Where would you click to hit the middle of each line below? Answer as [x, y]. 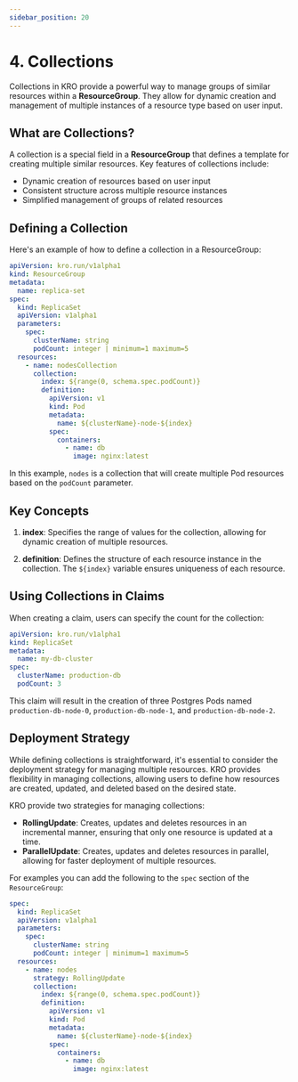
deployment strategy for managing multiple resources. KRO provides [135, 769]
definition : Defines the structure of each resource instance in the [142, 559]
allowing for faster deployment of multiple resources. [119, 860]
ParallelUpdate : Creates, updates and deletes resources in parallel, [145, 850]
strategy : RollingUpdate [79, 978]
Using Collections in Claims [87, 596]
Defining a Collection [69, 228]
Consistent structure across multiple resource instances [125, 191]
